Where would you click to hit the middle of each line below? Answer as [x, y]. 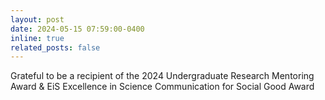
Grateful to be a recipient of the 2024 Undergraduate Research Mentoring [162, 76]
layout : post [37, 19]
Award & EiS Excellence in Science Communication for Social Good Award [162, 87]
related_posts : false [55, 47]
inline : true [37, 38]
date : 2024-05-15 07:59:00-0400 [77, 29]
